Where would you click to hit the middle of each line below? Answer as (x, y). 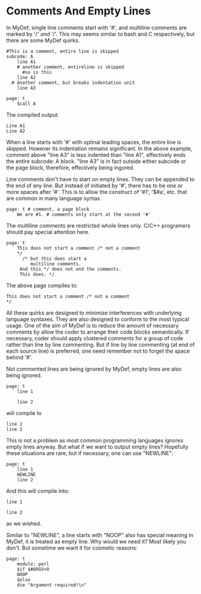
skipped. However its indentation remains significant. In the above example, (99, 148)
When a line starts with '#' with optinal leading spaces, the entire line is (94, 142)
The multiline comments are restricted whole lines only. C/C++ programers (98, 225)
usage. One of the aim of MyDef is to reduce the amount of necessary (93, 325)
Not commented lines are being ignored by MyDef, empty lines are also (94, 369)
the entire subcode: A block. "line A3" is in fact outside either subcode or (96, 161)
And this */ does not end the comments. (70, 269)
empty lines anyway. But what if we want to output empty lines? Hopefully (97, 447)
